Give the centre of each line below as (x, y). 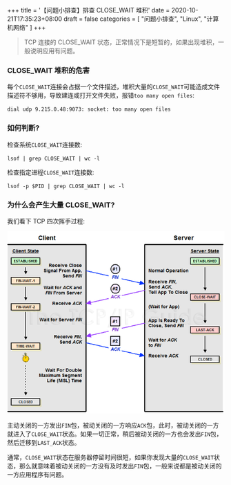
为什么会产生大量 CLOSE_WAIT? (61, 205)
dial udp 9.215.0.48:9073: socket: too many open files (89, 109)
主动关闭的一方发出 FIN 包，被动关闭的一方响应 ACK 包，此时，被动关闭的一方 (113, 425)
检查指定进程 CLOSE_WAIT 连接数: (51, 172)
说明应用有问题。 (54, 51)
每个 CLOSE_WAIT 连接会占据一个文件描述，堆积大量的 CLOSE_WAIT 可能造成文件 (114, 87)
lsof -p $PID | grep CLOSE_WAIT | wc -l (66, 186)
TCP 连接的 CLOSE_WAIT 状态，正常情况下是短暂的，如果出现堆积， (121, 42)
